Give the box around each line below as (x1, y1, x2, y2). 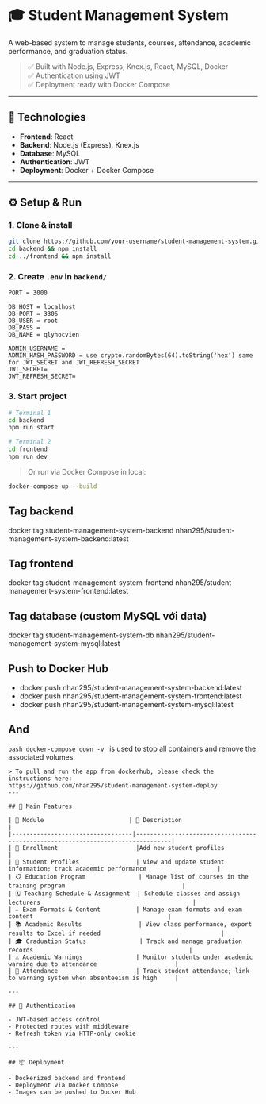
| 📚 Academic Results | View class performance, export (8, 920, 253, 929)
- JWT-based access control (8, 1015, 101, 1024)
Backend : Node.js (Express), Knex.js (19, 140, 140, 149)
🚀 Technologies (8, 110, 86, 124)
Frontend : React (19, 132, 74, 141)
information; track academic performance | (8, 864, 222, 873)
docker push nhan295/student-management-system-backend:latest (19, 683, 243, 693)
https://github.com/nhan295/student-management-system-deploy (8, 781, 218, 790)
